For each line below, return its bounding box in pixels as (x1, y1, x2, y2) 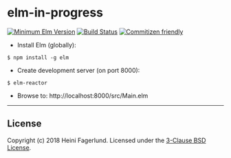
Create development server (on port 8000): (16, 66, 140, 74)
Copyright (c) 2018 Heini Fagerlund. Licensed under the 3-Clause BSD (7, 136, 206, 144)
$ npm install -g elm (7, 54, 69, 61)
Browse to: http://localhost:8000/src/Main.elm (16, 91, 148, 100)
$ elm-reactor (7, 79, 48, 87)
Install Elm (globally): (16, 41, 77, 49)
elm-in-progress (7, 5, 104, 21)
